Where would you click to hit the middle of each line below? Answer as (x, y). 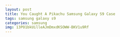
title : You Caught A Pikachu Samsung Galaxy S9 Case (60, 14)
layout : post (18, 9)
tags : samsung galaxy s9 (30, 18)
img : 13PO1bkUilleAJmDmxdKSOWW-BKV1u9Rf (47, 27)
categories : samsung (26, 23)
